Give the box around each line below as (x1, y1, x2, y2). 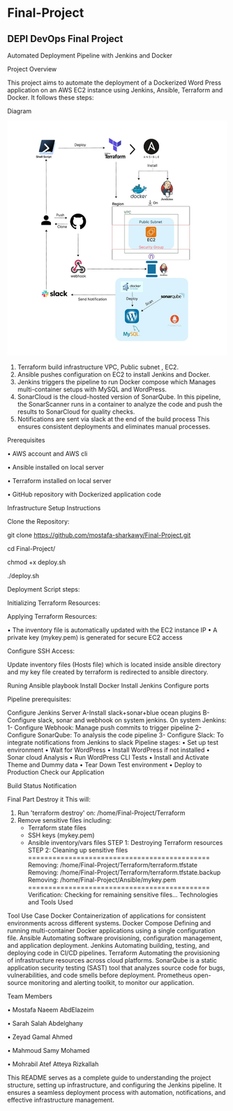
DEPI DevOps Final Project (7, 33, 123, 45)
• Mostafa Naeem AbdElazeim (7, 1006, 94, 1014)
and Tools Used (27, 898, 73, 907)
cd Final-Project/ (7, 545, 56, 553)
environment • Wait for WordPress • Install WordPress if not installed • (7, 746, 211, 754)
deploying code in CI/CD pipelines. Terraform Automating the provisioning (7, 949, 220, 957)
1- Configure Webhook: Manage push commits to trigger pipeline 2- (7, 723, 202, 732)
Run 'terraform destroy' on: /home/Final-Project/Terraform (17, 809, 186, 817)
